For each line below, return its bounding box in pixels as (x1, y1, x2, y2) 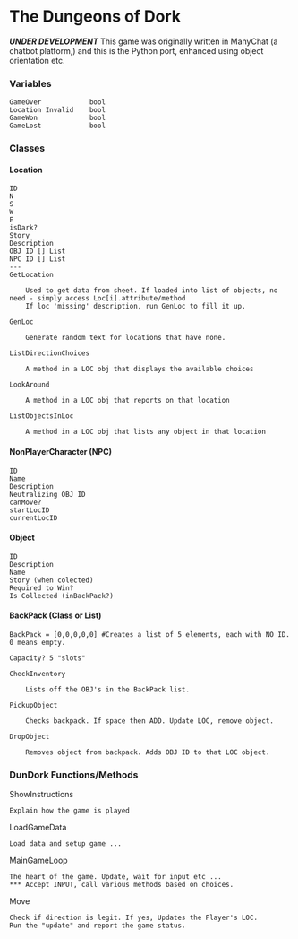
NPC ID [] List (9, 255, 66, 264)
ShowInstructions (9, 789, 74, 800)
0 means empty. (9, 638, 66, 647)
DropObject (9, 732, 50, 741)
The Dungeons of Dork (9, 6, 182, 27)
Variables (9, 77, 52, 90)
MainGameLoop (9, 855, 69, 866)
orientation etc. (9, 55, 65, 65)
